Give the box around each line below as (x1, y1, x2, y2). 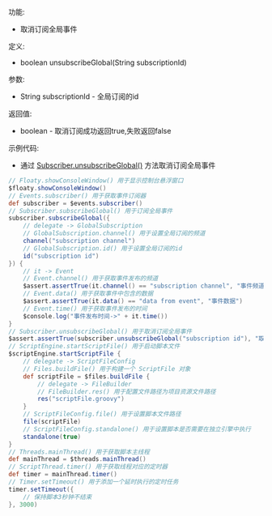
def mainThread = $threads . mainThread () (8, 455, 147, 463)
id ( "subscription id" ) (23, 252, 100, 260)
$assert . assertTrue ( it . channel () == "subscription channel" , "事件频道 (23, 282, 265, 290)
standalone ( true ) (23, 433, 82, 441)
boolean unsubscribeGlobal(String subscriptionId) (19, 58, 188, 67)
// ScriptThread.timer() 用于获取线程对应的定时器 (8, 463, 168, 471)
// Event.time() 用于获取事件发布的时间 (23, 305, 147, 313)
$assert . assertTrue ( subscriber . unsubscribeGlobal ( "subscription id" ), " (8, 335, 259, 343)
